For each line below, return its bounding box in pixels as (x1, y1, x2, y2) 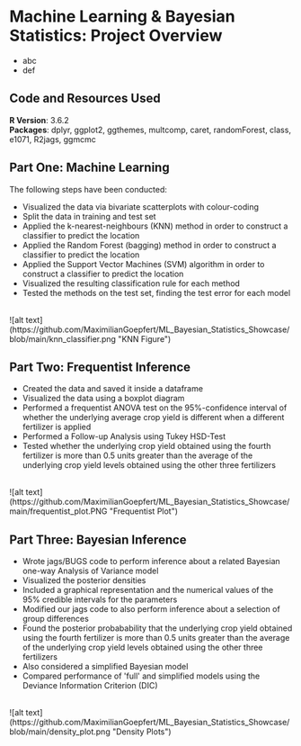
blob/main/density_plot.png (9, 726, 111, 737)
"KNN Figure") (118, 333, 172, 344)
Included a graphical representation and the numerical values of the (22, 585, 274, 596)
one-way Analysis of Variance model (22, 565, 159, 577)
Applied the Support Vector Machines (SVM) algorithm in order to (22, 258, 265, 269)
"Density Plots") (111, 726, 173, 737)
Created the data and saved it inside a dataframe (22, 383, 204, 394)
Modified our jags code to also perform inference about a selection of (22, 604, 280, 615)
